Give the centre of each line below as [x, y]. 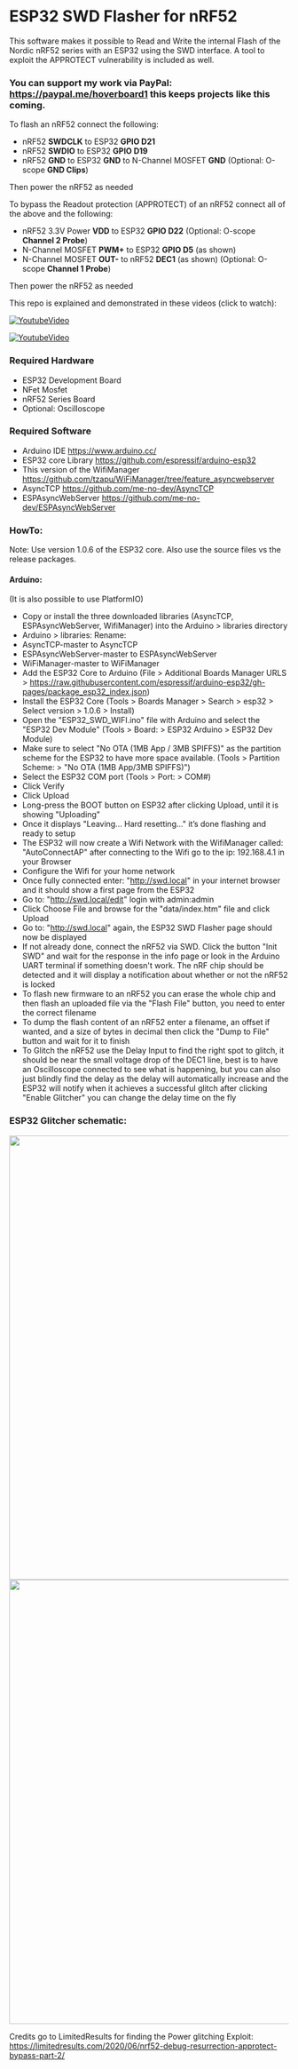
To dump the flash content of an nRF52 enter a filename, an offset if [146, 1023]
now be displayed [54, 937]
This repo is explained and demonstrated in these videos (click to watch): [143, 303]
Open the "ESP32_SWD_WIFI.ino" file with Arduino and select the [141, 720]
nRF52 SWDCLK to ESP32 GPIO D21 [89, 142]
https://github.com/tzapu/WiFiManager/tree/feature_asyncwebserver [148, 479]
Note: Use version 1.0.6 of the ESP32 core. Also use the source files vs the [145, 550]
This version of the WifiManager [81, 469]
